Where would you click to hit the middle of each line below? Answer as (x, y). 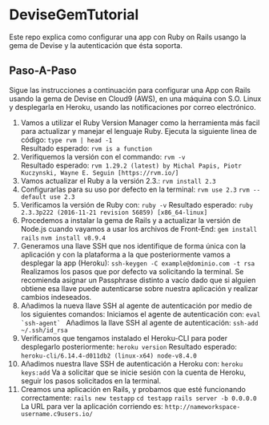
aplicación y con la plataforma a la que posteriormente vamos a (125, 254)
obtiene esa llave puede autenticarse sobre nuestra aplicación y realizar (139, 288)
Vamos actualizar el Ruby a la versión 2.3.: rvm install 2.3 (118, 180)
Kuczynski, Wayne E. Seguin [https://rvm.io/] (100, 173)
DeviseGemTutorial (74, 15)
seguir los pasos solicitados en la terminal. (91, 380)
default (33, 197)
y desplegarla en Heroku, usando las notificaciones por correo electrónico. (132, 107)
